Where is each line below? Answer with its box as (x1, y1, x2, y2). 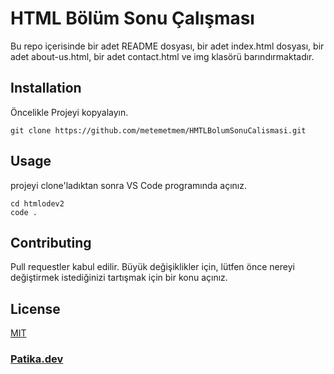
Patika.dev (10, 352, 64, 366)
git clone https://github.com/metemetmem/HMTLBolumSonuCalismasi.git (10, 125, 307, 136)
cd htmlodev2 (10, 198, 65, 209)
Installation (10, 80, 82, 97)
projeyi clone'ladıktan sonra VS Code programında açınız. (10, 179, 247, 191)
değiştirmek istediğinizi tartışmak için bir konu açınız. (10, 272, 228, 284)
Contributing (10, 234, 92, 251)
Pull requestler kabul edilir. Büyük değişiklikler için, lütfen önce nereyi (10, 261, 295, 273)
